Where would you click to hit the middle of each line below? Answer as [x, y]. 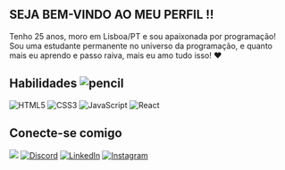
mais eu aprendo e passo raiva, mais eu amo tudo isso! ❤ [116, 55]
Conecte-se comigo [66, 133]
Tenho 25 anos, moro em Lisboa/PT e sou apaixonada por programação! [143, 36]
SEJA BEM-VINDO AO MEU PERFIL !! [112, 15]
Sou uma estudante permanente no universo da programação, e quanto [141, 46]
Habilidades [43, 84]
